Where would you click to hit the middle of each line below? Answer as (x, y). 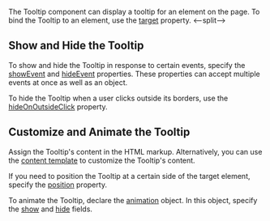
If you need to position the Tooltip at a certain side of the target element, (129, 176)
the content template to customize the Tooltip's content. (102, 160)
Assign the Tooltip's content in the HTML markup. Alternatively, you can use (135, 151)
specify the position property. (58, 185)
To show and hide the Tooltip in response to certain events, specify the (127, 65)
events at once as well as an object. (68, 82)
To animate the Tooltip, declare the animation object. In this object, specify (133, 200)
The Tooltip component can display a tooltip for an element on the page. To (134, 12)
